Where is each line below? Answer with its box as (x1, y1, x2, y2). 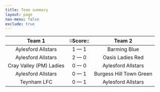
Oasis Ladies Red (103, 54, 144, 61)
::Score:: (69, 37, 90, 44)
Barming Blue (107, 46, 139, 53)
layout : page (5, 12, 33, 17)
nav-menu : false (5, 17, 39, 22)
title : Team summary (5, 7, 49, 13)
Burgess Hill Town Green (94, 70, 152, 77)
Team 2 (114, 37, 132, 44)
